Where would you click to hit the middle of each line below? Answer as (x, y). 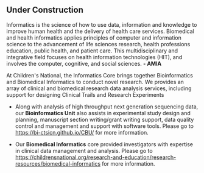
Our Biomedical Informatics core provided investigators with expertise (104, 144)
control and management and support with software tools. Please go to (104, 126)
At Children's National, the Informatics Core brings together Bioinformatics (100, 75)
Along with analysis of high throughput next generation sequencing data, (107, 107)
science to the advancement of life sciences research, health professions (98, 44)
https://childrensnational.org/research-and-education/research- (96, 157)
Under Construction (45, 10)
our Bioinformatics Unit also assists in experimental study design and (103, 113)
